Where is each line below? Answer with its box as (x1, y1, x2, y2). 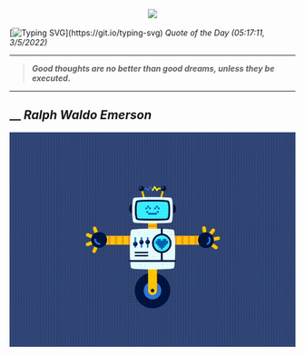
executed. (31, 73, 71, 84)
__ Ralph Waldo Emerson (9, 107, 152, 123)
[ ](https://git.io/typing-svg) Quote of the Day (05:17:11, (9, 27, 265, 38)
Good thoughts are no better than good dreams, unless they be (31, 64, 275, 74)
